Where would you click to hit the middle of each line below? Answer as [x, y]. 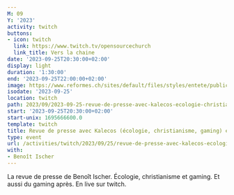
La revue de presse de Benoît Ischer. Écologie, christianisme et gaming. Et [114, 176]
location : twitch [32, 99]
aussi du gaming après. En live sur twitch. [67, 184]
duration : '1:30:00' [37, 72]
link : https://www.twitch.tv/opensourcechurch [82, 46]
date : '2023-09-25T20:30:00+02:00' [59, 59]
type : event [24, 137]
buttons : [20, 33]
